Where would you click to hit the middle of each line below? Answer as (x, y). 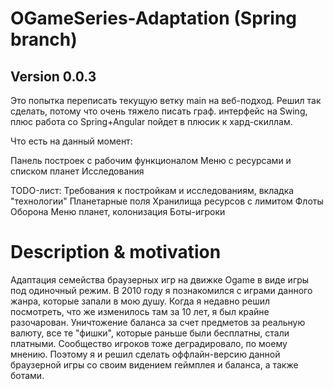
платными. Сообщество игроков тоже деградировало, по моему (149, 343)
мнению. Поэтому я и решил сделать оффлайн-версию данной (145, 354)
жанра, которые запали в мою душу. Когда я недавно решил (140, 301)
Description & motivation (116, 252)
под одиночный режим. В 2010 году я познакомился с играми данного (161, 290)
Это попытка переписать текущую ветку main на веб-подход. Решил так (166, 100)
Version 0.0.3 (53, 76)
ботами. (27, 375)
